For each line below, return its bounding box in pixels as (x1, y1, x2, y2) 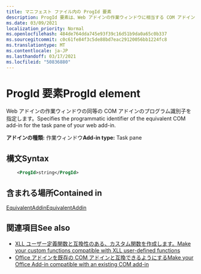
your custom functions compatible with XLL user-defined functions (14, 246, 181, 254)
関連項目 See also (6, 223, 71, 233)
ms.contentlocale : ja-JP (6, 48, 68, 54)
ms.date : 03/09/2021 (6, 20, 58, 26)
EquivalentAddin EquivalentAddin (6, 204, 87, 211)
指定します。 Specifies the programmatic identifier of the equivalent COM (6, 115, 186, 122)
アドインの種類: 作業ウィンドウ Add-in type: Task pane (6, 134, 142, 141)
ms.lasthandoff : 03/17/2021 (6, 53, 77, 59)
